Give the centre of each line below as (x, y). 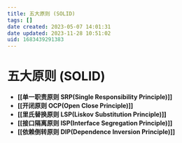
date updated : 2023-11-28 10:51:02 (59, 33)
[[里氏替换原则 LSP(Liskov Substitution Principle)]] (92, 114)
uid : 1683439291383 (36, 40)
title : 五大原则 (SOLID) (41, 14)
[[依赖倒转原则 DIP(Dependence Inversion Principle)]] (96, 132)
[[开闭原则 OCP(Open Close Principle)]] (75, 106)
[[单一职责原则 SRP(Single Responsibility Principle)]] (95, 97)
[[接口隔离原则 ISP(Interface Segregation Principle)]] (95, 123)
